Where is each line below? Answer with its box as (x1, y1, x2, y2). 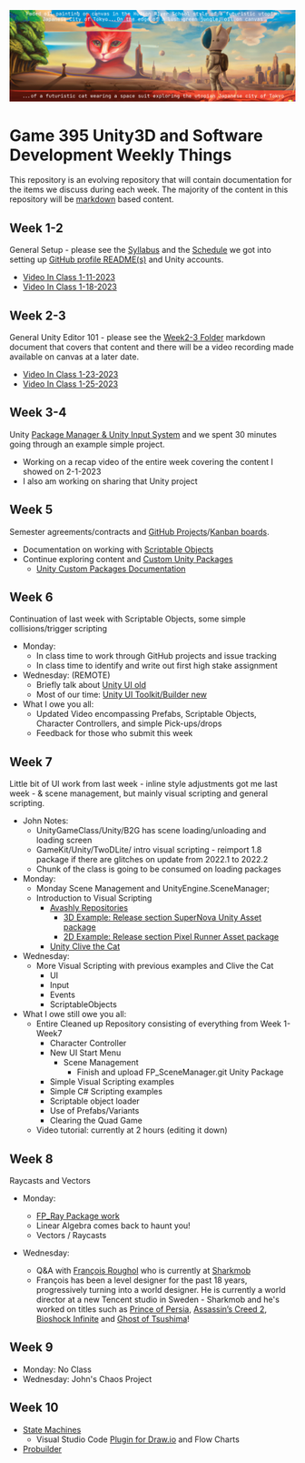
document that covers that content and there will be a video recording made (9, 342, 294, 352)
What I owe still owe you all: (22, 1009, 127, 1020)
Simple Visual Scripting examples (49, 1076, 175, 1087)
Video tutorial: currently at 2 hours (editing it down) (35, 1125, 229, 1135)
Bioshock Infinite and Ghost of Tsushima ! (35, 1314, 191, 1325)
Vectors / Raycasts (35, 1230, 107, 1241)
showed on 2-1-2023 (22, 466, 102, 477)
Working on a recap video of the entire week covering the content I (22, 456, 274, 467)
